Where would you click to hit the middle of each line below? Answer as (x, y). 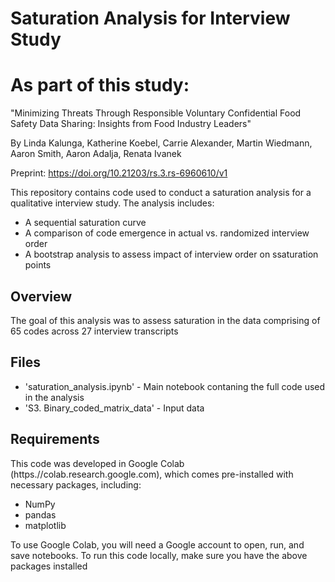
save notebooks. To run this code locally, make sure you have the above (159, 555)
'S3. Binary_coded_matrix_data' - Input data (114, 408)
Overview (41, 296)
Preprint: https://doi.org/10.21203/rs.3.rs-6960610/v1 (119, 173)
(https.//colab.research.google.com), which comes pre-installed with (152, 474)
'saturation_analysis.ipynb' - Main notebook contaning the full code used (175, 386)
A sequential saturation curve (85, 223)
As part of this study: (100, 85)
